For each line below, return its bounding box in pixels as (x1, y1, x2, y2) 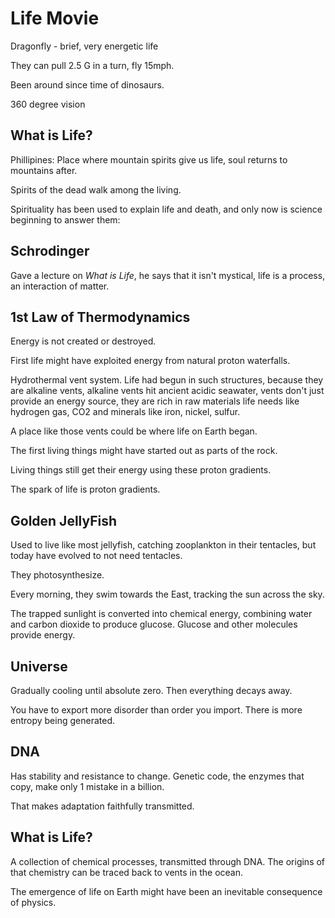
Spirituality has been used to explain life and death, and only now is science (10, 203, 323, 215)
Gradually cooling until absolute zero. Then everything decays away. (10, 685, 293, 696)
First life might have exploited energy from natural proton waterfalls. (10, 355, 291, 367)
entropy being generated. (10, 715, 115, 726)
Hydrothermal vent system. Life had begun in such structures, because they (10, 374, 324, 386)
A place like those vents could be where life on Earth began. (10, 425, 258, 437)
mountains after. (10, 164, 78, 176)
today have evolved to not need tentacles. (10, 550, 183, 562)
